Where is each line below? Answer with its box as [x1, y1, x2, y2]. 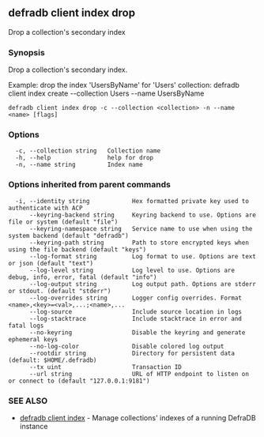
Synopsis [8, 47, 45, 58]
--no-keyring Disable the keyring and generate [28, 328, 246, 337]
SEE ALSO [8, 395, 48, 406]
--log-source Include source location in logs [28, 307, 243, 315]
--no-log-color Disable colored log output [28, 342, 224, 350]
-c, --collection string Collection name [15, 147, 160, 155]
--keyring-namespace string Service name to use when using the [28, 224, 253, 232]
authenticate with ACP [8, 204, 83, 212]
